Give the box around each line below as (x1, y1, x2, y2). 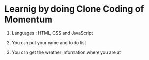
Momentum (4, 14, 53, 25)
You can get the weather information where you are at (11, 49, 121, 55)
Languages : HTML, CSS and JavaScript (11, 30, 93, 36)
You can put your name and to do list (11, 39, 86, 45)
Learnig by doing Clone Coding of (4, 3, 144, 15)
